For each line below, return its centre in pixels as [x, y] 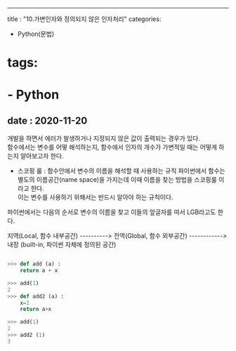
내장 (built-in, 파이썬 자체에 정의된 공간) [62, 245]
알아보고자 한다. [42, 156]
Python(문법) [36, 34]
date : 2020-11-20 [47, 120]
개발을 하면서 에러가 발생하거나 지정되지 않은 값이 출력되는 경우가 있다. [104, 138]
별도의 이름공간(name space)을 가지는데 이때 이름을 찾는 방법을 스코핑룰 [117, 180]
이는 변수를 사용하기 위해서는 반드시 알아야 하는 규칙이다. [95, 197]
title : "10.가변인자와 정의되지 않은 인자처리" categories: [84, 19]
